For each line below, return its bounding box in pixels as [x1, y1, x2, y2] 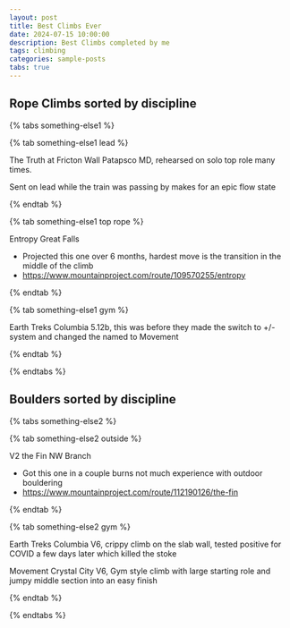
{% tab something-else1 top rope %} [9, 216, 144, 226]
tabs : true [9, 64, 50, 72]
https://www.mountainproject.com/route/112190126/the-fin [21, 487, 239, 497]
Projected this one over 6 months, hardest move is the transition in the [21, 250, 282, 261]
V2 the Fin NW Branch [9, 450, 92, 461]
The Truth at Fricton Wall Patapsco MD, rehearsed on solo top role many [9, 154, 276, 165]
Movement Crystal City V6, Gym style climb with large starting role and [9, 565, 271, 576]
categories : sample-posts [9, 55, 106, 64]
